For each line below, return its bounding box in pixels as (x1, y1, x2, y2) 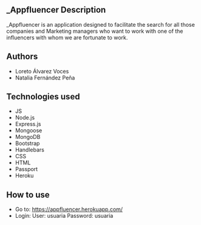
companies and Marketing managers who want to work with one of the (6, 27, 183, 35)
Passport (15, 166, 38, 173)
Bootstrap (15, 139, 40, 147)
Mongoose (15, 127, 43, 134)
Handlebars (15, 146, 44, 153)
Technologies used (6, 92, 80, 102)
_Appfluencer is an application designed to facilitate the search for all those (6, 21, 196, 28)
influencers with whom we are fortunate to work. (6, 33, 128, 41)
